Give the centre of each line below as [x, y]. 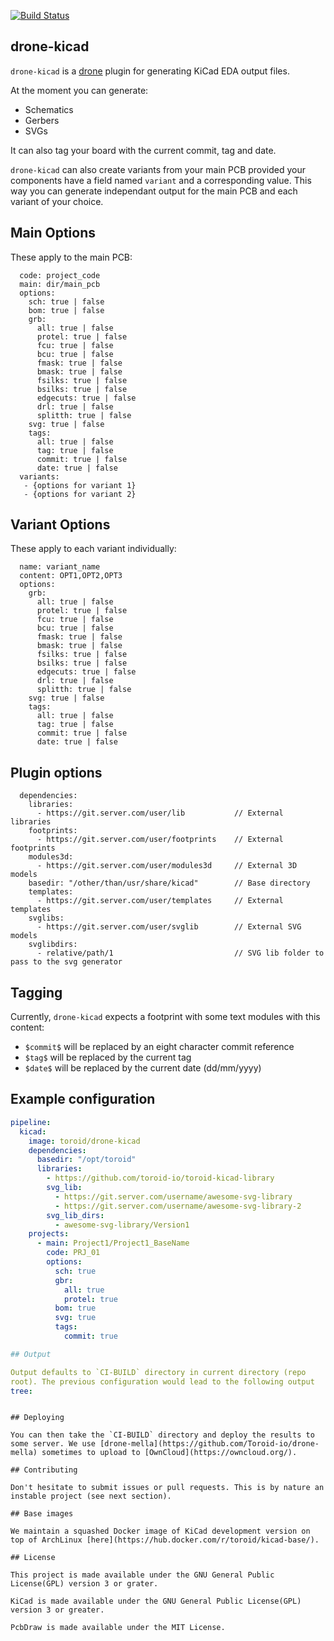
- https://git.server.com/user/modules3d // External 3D [167, 866]
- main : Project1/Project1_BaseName [113, 1243]
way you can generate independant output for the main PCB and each [154, 191]
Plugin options [56, 772]
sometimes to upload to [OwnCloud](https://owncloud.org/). [169, 1453]
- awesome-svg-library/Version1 [122, 1225]
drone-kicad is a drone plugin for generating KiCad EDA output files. [150, 71]
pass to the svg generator [66, 962]
